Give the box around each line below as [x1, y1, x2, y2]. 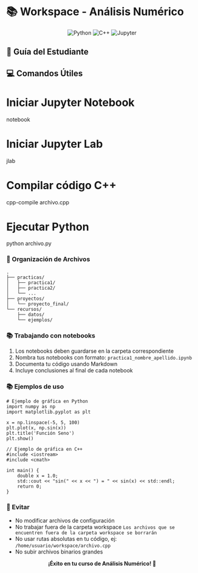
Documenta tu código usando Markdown [15, 360, 118, 368]
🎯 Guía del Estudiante [6, 47, 89, 57]
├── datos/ [17, 311, 45, 318]
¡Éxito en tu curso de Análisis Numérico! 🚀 [47, 560, 157, 567]
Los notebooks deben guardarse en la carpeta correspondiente [15, 347, 174, 355]
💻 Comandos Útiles [6, 68, 83, 78]
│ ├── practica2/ [6, 285, 56, 291]
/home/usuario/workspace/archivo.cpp [15, 543, 111, 549]
